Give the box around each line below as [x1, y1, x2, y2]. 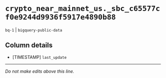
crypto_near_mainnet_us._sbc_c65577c [5, 4, 161, 13]
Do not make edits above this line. [5, 68, 75, 74]
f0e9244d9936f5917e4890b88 [5, 13, 116, 22]
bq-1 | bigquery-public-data [5, 26, 63, 33]
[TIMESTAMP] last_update [12, 54, 67, 60]
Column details [5, 41, 53, 50]
